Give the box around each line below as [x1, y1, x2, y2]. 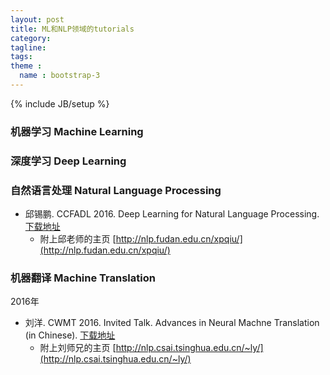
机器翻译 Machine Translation [10, 271, 156, 285]
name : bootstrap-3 [19, 71, 101, 81]
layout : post [10, 14, 65, 25]
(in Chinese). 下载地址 [24, 329, 116, 341]
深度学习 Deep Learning [10, 154, 127, 168]
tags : [10, 52, 33, 62]
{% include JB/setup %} [10, 97, 110, 110]
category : [10, 33, 52, 43]
